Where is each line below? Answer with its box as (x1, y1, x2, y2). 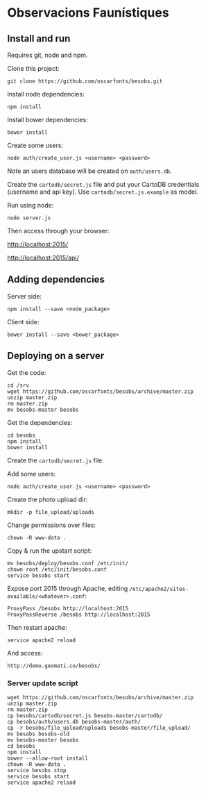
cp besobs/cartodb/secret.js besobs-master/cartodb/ (7, 712, 163, 719)
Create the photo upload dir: (7, 495, 88, 503)
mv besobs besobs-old (7, 731, 70, 737)
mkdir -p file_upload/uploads (7, 508, 95, 515)
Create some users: (7, 141, 64, 149)
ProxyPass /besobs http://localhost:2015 (7, 605, 129, 612)
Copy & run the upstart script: (7, 546, 92, 555)
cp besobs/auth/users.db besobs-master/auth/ (7, 718, 141, 725)
